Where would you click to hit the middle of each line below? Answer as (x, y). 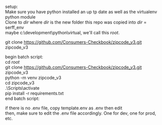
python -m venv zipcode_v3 (33, 78)
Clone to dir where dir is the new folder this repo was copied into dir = (76, 22)
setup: (12, 7)
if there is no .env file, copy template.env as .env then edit (64, 108)
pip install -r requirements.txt (34, 93)
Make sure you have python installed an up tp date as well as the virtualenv (81, 12)
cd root (12, 62)
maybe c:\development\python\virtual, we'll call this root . (62, 33)
